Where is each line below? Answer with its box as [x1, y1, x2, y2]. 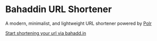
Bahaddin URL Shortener [5, 4, 112, 15]
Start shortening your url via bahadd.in [5, 30, 87, 36]
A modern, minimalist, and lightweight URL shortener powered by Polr [5, 20, 152, 26]
